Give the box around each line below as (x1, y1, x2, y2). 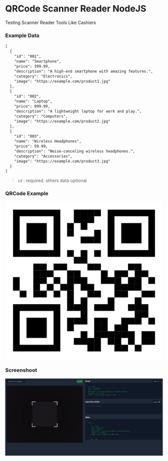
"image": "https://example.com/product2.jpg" (14, 119, 111, 124)
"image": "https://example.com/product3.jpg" (14, 159, 111, 164)
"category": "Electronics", (14, 74, 72, 79)
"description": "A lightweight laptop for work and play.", (14, 109, 142, 114)
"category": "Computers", (14, 114, 68, 119)
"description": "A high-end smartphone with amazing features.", (14, 69, 153, 74)
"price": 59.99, (14, 144, 48, 149)
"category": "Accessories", (14, 154, 72, 159)
